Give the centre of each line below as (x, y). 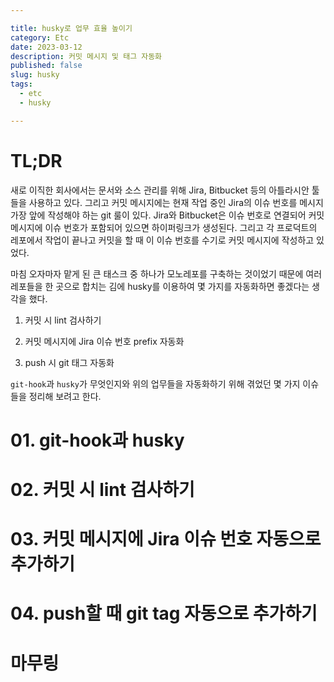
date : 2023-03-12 (46, 47)
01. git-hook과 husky (97, 440)
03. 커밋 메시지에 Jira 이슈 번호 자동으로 (166, 539)
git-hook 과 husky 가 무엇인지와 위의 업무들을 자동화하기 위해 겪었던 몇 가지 (155, 383)
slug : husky (35, 75)
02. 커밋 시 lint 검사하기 (102, 489)
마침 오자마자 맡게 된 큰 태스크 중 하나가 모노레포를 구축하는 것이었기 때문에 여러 (166, 273)
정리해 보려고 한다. (65, 396)
